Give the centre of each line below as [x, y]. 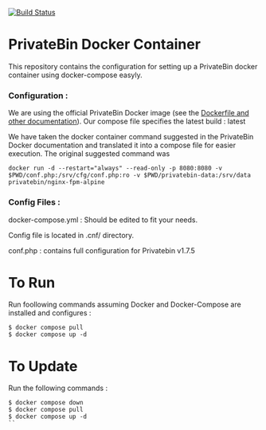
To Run [32, 282]
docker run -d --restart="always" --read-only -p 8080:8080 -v [115, 168]
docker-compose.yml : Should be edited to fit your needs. [103, 220]
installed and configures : [50, 313]
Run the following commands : [58, 388]
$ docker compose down [46, 403]
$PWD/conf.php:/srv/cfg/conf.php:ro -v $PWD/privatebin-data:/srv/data [129, 175]
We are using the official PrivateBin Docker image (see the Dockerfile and [129, 113]
